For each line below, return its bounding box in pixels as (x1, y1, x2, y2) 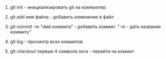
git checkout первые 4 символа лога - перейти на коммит (10, 48, 134, 54)
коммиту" (10, 29, 32, 34)
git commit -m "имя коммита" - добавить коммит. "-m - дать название (10, 23, 161, 29)
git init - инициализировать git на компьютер (10, 4, 107, 10)
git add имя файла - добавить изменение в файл (10, 14, 114, 19)
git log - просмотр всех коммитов (10, 38, 83, 44)
